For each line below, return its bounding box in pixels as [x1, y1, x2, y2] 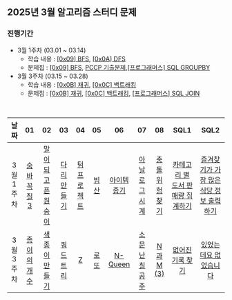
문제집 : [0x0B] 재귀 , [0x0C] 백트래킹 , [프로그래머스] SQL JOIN [27, 89, 200, 97]
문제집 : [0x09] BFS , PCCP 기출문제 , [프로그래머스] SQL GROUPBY [27, 63, 211, 71]
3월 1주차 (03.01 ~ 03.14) [17, 46, 86, 54]
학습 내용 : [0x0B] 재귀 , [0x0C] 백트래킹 [27, 80, 137, 88]
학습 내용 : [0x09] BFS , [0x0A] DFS [27, 54, 126, 63]
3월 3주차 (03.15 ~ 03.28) [17, 72, 88, 80]
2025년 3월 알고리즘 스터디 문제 [7, 6, 137, 19]
